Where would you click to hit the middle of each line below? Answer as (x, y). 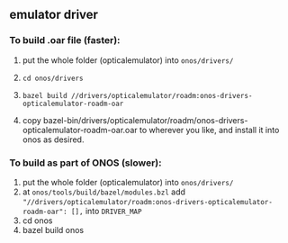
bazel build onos (53, 229)
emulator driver (54, 15)
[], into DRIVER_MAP (106, 211)
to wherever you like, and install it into (209, 130)
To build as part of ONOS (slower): (85, 163)
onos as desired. (53, 139)
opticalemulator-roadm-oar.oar (80, 130)
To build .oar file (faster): (65, 40)
